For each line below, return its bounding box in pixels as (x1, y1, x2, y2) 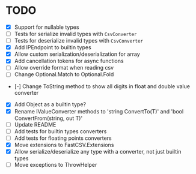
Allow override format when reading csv (14, 64, 114, 71)
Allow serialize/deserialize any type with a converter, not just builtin (14, 148, 182, 155)
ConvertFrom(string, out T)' (14, 115, 83, 122)
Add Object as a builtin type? (14, 101, 87, 108)
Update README (14, 121, 57, 128)
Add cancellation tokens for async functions (14, 58, 124, 65)
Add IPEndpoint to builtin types (14, 44, 91, 51)
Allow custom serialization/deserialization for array (14, 50, 141, 58)
